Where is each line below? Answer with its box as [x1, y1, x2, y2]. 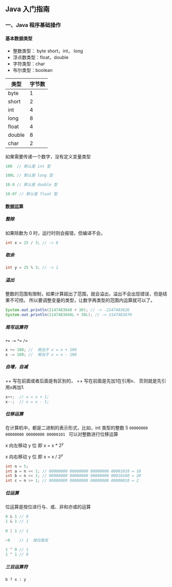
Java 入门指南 [5, 5, 50, 14]
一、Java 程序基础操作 [5, 22, 61, 29]
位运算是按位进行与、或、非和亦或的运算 [5, 504, 91, 510]
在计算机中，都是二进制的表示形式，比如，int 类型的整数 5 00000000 [5, 425, 148, 431]
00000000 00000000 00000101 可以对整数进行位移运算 [5, 431, 119, 437]
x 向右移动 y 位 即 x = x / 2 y [5, 453, 63, 460]
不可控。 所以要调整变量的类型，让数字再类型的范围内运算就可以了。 [9, 297, 155, 303]
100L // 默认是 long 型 [5, 173, 53, 178]
